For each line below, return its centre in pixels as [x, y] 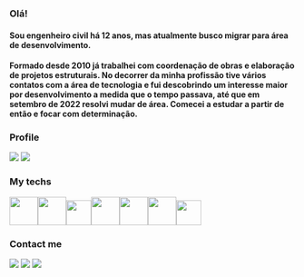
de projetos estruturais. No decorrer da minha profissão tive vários [138, 75]
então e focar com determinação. [74, 114]
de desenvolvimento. [50, 45]
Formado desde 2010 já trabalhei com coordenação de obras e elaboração [152, 65]
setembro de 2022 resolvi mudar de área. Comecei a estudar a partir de [147, 104]
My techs [30, 182]
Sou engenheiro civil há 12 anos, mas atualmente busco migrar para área [149, 35]
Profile [25, 137]
